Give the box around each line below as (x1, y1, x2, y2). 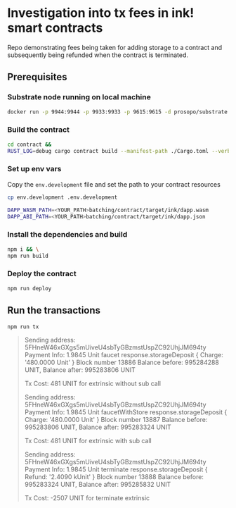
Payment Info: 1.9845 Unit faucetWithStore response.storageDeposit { (24, 408, 228, 416)
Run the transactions (7, 304, 100, 316)
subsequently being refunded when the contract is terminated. (7, 51, 188, 59)
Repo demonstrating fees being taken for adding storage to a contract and (7, 43, 223, 51)
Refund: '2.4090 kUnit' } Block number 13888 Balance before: (24, 473, 204, 481)
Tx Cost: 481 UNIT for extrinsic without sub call (24, 379, 162, 388)
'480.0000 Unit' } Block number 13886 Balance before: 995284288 (24, 358, 220, 367)
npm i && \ (7, 245, 39, 253)
